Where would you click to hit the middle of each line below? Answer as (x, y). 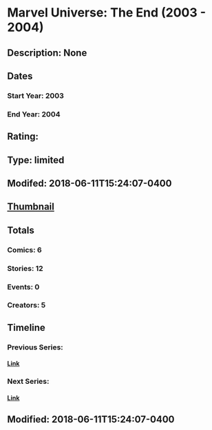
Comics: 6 (25, 249)
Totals (21, 230)
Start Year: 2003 (35, 96)
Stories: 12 (25, 268)
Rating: (23, 137)
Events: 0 (23, 287)
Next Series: (28, 382)
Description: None (47, 53)
